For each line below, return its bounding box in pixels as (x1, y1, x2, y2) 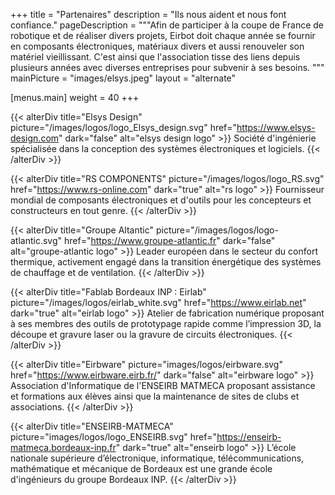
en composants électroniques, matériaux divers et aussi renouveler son (10, 40, 305, 52)
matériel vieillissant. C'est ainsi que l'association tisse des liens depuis (10, 51, 301, 63)
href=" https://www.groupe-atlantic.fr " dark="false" (63, 235, 276, 246)
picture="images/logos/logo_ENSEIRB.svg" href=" (10, 431, 218, 443)
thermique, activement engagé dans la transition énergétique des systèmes (10, 256, 322, 268)
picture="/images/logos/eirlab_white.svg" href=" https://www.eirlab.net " (10, 297, 307, 308)
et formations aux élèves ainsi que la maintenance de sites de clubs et (10, 390, 300, 402)
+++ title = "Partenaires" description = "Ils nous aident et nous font (10, 9, 287, 20)
